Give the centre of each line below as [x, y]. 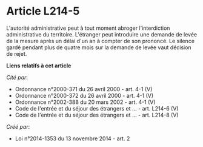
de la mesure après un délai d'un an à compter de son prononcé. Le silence [101, 41]
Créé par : [18, 126]
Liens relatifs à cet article [39, 66]
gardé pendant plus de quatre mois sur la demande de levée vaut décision [99, 47]
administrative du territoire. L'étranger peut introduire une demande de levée [102, 34]
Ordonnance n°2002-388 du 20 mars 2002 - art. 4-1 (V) [85, 102]
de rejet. [17, 53]
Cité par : [17, 77]
